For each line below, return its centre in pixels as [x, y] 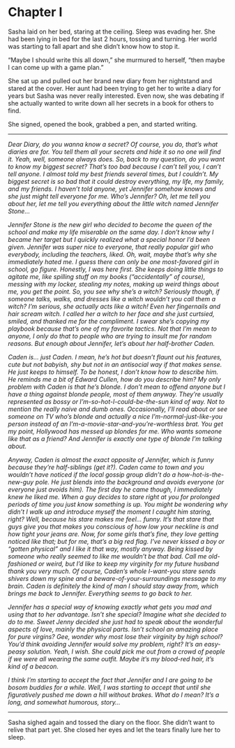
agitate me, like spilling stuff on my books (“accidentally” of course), [107, 276]
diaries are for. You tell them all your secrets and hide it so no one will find [115, 152]
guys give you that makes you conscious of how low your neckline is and [113, 526]
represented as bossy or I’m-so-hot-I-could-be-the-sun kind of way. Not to [116, 401]
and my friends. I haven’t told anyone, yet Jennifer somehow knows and [112, 189]
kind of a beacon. [33, 666]
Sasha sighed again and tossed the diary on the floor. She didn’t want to [112, 722]
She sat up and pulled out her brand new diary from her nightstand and [110, 80]
